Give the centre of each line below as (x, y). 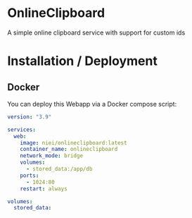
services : (22, 129)
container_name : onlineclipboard (69, 150)
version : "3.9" (30, 117)
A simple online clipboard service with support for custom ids (96, 32)
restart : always (44, 188)
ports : (30, 175)
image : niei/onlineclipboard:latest (74, 143)
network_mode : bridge (51, 156)
